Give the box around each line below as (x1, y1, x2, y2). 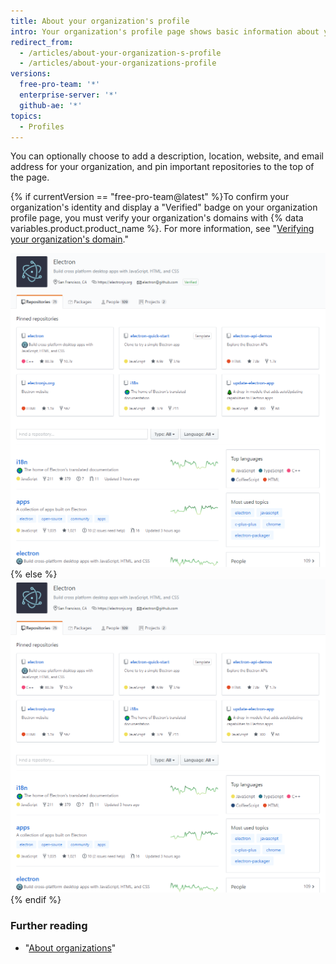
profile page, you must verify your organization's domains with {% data (10, 212, 304, 224)
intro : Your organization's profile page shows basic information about (10, 26, 320, 37)
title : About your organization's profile (10, 16, 190, 26)
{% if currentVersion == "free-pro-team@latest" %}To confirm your (10, 191, 290, 203)
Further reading (10, 919, 88, 933)
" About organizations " (24, 941, 117, 954)
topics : (10, 111, 43, 121)
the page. (10, 171, 50, 184)
